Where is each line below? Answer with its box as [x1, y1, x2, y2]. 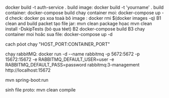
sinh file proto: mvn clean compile [5, 87, 76, 93]
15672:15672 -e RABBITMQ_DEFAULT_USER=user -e [5, 56, 114, 62]
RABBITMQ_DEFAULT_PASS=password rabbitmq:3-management [5, 62, 140, 68]
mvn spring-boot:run [5, 77, 49, 83]
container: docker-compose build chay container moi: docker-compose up [5, 10, 161, 16]
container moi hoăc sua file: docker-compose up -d [5, 31, 113, 37]
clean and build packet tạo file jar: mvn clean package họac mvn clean [5, 20, 152, 26]
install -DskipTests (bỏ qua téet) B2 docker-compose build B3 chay [5, 26, 145, 32]
